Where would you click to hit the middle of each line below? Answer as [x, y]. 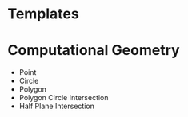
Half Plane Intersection [57, 106]
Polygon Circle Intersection [64, 98]
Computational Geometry [94, 51]
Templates [43, 14]
